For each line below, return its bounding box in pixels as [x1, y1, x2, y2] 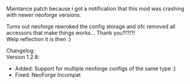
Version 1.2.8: [6, 54, 40, 60]
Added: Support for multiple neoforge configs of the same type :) [14, 65, 176, 72]
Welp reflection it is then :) [6, 36, 71, 42]
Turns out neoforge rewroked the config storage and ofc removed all [6, 23, 176, 30]
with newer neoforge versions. [6, 11, 82, 18]
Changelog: [6, 47, 35, 54]
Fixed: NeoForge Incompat [14, 71, 81, 78]
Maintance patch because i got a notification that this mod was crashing [6, 5, 185, 12]
